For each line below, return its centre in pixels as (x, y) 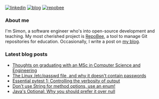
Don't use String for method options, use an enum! (64, 86)
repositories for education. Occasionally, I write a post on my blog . (73, 41)
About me (17, 20)
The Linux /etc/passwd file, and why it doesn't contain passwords (79, 75)
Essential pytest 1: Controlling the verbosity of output (66, 81)
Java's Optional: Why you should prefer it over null (64, 91)
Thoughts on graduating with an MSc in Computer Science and (76, 65)
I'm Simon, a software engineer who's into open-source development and (80, 31)
